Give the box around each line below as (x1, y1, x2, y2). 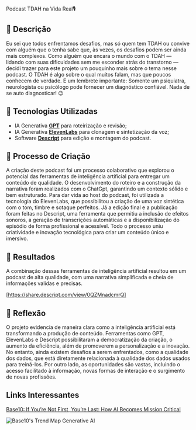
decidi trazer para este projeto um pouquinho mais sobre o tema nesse (6, 64, 177, 72)
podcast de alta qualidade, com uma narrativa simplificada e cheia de (6, 274, 174, 281)
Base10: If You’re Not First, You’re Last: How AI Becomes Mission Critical (6, 405, 181, 412)
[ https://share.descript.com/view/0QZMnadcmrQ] (6, 292, 126, 299)
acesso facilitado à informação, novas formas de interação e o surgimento (6, 367, 185, 374)
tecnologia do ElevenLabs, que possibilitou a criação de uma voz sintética (6, 198, 184, 205)
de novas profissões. (6, 373, 57, 380)
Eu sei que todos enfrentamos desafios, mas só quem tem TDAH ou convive (6, 40, 190, 47)
